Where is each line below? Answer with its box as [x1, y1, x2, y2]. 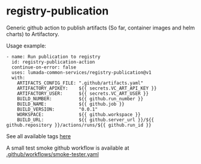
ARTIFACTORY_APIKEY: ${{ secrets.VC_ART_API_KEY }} [17, 85, 157, 91]
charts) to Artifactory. [6, 30, 59, 37]
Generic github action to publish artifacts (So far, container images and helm [6, 24, 195, 31]
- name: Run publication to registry [6, 53, 101, 59]
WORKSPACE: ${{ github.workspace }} [17, 111, 141, 118]
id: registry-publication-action [11, 59, 95, 65]
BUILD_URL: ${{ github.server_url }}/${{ [17, 117, 154, 123]
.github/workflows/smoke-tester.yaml [6, 150, 99, 157]
